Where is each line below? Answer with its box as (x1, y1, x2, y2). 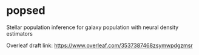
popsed (6, 4, 46, 18)
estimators (6, 30, 33, 37)
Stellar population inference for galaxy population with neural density (6, 24, 179, 31)
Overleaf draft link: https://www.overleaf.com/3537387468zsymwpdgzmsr (6, 42, 193, 49)
